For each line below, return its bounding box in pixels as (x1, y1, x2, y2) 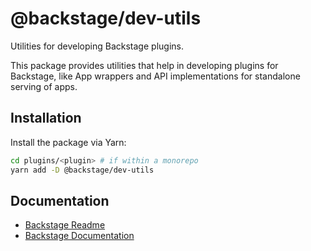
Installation (10, 110, 82, 127)
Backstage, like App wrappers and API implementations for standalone (10, 70, 301, 82)
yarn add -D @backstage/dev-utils (10, 165, 155, 175)
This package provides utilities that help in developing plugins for (10, 59, 279, 71)
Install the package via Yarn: (10, 136, 127, 148)
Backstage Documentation (24, 230, 135, 242)
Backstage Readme (24, 219, 106, 231)
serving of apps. (10, 80, 78, 92)
